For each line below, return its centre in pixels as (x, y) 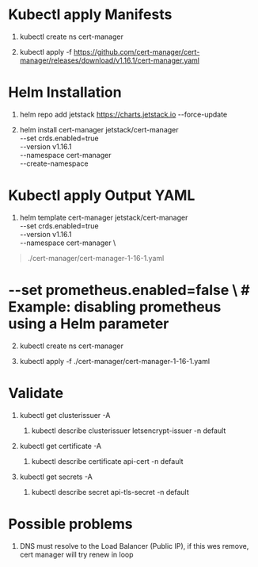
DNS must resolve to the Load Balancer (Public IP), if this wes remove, (134, 546)
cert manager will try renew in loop (76, 554)
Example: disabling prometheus (115, 307)
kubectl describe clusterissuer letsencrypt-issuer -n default (129, 431)
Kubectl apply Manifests (90, 15)
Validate (36, 393)
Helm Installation (65, 92)
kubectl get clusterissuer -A (65, 415)
